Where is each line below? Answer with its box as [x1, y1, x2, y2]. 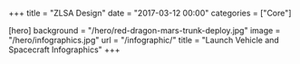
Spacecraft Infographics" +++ [8, 44, 121, 55]
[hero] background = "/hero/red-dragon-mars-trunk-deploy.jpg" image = [8, 25, 281, 35]
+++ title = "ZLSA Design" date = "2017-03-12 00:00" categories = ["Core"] [8, 8, 292, 18]
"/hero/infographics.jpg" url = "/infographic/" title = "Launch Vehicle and [8, 35, 280, 45]
